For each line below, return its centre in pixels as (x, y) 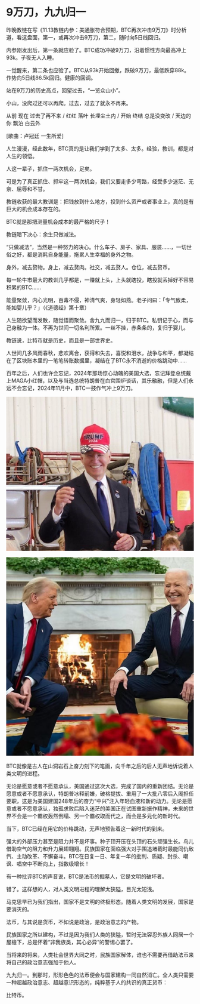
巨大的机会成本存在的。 (35, 209)
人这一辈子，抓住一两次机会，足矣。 (51, 168)
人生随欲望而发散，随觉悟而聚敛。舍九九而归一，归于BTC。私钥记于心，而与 (100, 320)
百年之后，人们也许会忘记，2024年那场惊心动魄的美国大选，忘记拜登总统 (96, 373)
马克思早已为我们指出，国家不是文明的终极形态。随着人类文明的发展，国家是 (100, 902)
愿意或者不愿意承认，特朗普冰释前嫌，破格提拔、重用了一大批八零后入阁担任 (100, 794)
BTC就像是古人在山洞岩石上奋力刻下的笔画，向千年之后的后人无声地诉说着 (97, 766)
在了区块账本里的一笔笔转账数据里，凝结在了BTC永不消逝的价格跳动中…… (97, 360)
